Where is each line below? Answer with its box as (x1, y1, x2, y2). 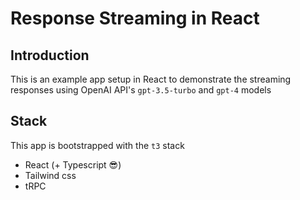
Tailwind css (24, 169, 77, 181)
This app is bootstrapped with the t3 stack (10, 139, 185, 151)
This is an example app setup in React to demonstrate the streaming (10, 73, 292, 85)
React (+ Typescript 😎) (24, 158, 122, 171)
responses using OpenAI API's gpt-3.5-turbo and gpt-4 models (10, 84, 272, 96)
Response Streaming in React (10, 7, 260, 30)
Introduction (10, 47, 90, 64)
